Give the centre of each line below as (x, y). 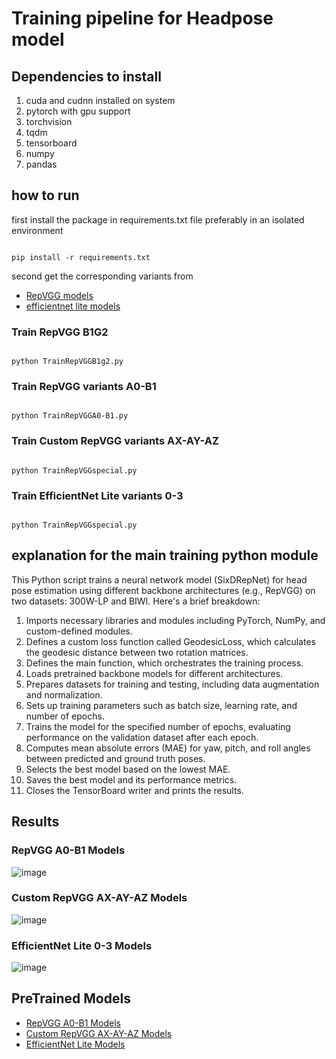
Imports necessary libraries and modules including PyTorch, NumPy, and (175, 620)
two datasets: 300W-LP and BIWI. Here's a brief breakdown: (136, 601)
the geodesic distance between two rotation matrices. (137, 652)
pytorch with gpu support (78, 111)
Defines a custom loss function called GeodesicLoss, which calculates (170, 641)
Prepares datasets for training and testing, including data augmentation (172, 684)
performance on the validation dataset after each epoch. (142, 737)
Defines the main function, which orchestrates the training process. (164, 663)
